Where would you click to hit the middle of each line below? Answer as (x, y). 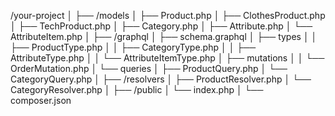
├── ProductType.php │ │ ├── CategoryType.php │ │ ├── (133, 47)
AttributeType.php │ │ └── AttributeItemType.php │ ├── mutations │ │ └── (167, 58)
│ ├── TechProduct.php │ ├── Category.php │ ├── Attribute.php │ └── (161, 26)
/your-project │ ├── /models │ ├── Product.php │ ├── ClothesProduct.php (168, 15)
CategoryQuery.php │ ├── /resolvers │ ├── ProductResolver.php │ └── (161, 79)
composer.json (41, 100)
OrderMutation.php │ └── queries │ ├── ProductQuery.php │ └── (149, 68)
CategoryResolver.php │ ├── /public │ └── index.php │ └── (137, 89)
